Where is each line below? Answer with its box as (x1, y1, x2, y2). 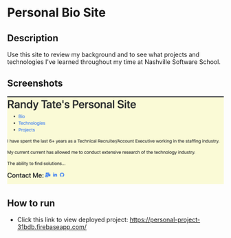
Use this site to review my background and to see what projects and (7, 50, 200, 58)
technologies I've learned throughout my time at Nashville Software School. (7, 58, 221, 66)
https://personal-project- (129, 215, 201, 224)
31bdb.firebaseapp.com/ (16, 223, 87, 231)
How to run (7, 197, 56, 209)
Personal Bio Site (7, 5, 107, 21)
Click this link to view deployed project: (16, 215, 129, 224)
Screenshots (7, 78, 63, 89)
